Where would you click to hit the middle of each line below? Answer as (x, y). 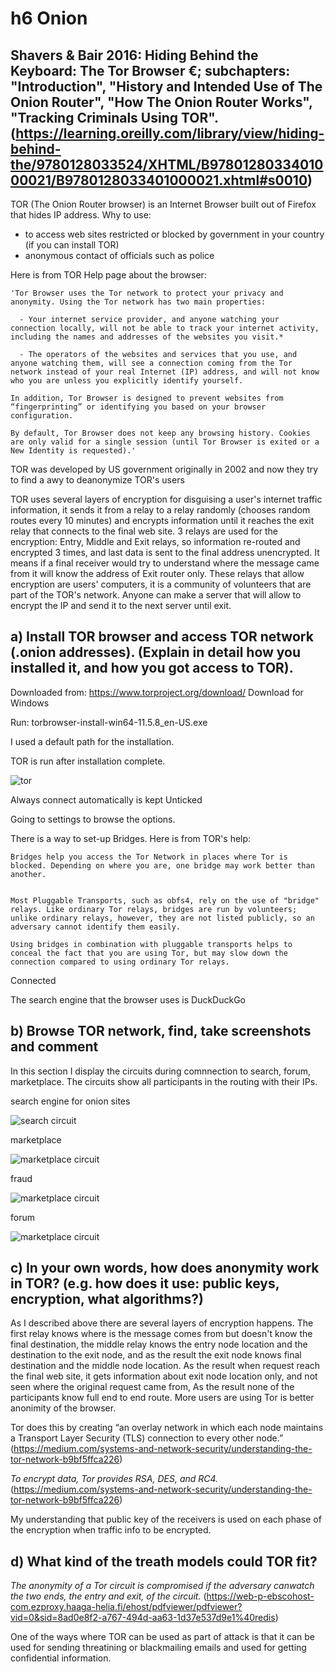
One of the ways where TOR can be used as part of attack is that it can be (163, 1637)
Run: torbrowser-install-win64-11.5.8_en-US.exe (109, 722)
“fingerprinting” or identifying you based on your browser (138, 407)
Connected (33, 980)
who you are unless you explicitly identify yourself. (127, 381)
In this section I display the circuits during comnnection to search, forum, (160, 1071)
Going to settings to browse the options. (93, 819)
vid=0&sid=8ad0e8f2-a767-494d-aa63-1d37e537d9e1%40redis (143, 1618)
